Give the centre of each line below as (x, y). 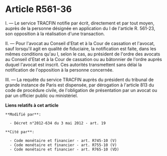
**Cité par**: (20, 132)
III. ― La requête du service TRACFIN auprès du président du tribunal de (80, 79)
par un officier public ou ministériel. (42, 95)
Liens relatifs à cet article (32, 105)
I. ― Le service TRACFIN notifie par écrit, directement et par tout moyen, (80, 23)
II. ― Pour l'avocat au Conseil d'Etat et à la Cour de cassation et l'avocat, (80, 43)
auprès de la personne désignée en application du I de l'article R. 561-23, (80, 28)
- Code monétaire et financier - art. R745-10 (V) (63, 140)
